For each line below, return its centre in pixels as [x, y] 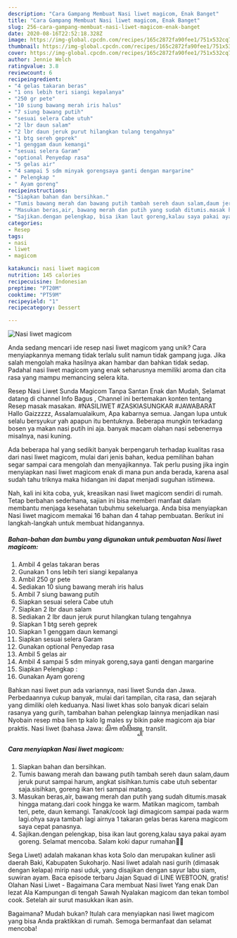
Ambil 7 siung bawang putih [58, 595]
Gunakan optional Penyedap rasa [66, 647]
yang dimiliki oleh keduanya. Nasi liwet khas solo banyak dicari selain [108, 705]
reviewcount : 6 [30, 72]
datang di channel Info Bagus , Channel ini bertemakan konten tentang [110, 399]
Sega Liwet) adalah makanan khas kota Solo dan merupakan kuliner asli [112, 855]
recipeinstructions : [38, 191]
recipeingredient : [35, 79]
